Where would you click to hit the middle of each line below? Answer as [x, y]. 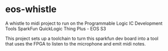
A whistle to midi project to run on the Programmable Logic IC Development [84, 23]
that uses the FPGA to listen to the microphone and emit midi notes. [75, 43]
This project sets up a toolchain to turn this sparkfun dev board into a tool [82, 38]
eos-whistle [31, 9]
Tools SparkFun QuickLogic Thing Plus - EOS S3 [56, 28]
